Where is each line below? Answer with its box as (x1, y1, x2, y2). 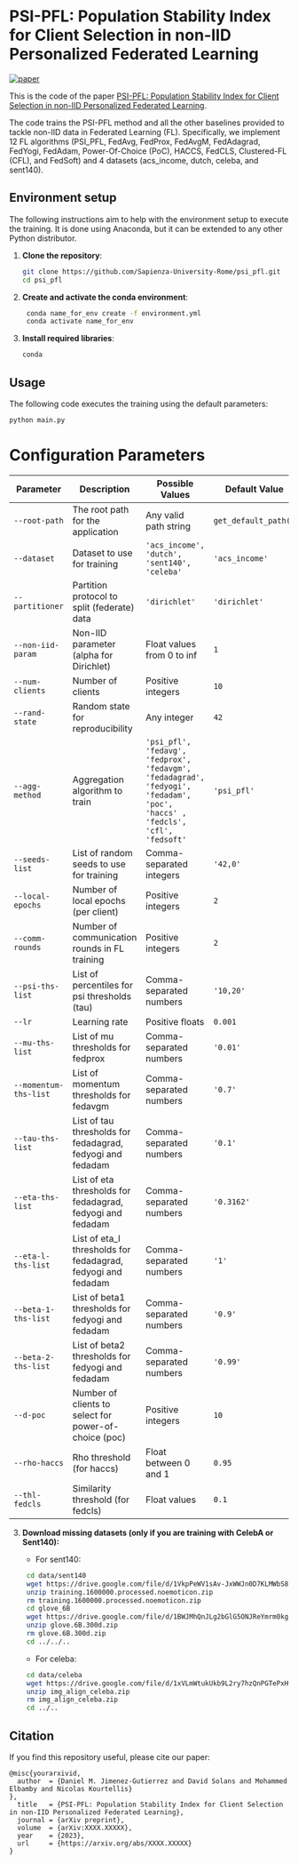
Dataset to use (72, 547, 133, 559)
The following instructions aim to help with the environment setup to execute (9, 213, 289, 224)
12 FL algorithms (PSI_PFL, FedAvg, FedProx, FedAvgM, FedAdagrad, (9, 136, 261, 147)
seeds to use (72, 858, 126, 870)
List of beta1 (72, 1291, 126, 1303)
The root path (72, 503, 129, 516)
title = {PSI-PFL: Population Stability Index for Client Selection (17, 1800, 284, 1809)
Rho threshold (72, 1451, 131, 1463)
